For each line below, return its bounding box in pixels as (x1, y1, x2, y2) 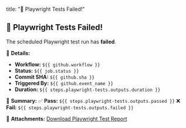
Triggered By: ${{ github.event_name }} (14, 79, 113, 86)
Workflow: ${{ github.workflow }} (14, 60, 101, 68)
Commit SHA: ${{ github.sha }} (14, 73, 95, 80)
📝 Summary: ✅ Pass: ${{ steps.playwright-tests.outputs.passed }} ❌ (6, 97, 181, 104)
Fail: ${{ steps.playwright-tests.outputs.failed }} (6, 103, 134, 111)
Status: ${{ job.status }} (14, 67, 79, 74)
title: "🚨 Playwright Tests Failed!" (6, 6, 85, 12)
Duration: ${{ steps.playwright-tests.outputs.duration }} (14, 86, 161, 93)
